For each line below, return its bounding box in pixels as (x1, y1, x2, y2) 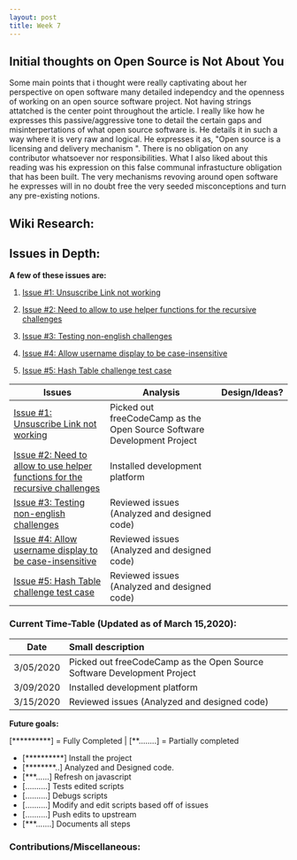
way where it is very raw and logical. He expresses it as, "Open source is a (9, 134, 281, 144)
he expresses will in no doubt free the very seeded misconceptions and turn (9, 181, 287, 191)
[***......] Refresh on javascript (21, 771, 132, 782)
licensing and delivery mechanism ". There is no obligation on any (9, 143, 249, 154)
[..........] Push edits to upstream (21, 809, 137, 819)
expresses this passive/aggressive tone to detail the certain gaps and (9, 115, 263, 126)
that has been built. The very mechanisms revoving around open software (9, 172, 278, 182)
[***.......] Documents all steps (21, 818, 131, 829)
